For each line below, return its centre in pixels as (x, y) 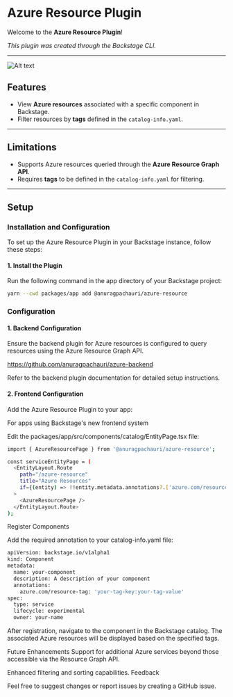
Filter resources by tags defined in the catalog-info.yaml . (100, 119)
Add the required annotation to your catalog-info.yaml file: (90, 540)
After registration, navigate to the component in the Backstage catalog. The (115, 631)
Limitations (32, 147)
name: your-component (45, 572)
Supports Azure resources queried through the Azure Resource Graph (118, 164)
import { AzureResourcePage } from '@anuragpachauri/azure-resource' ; (111, 449)
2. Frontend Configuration (45, 394)
